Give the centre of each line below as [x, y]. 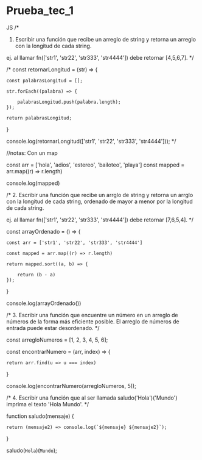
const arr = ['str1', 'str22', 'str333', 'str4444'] [75, 243]
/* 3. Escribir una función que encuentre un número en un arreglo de [92, 315]
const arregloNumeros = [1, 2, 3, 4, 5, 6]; [57, 340]
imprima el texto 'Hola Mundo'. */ [48, 404]
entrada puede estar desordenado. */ [53, 328]
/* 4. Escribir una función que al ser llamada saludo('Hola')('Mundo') [92, 398]
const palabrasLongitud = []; [45, 81]
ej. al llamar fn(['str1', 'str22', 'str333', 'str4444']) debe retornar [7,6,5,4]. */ [100, 220]
